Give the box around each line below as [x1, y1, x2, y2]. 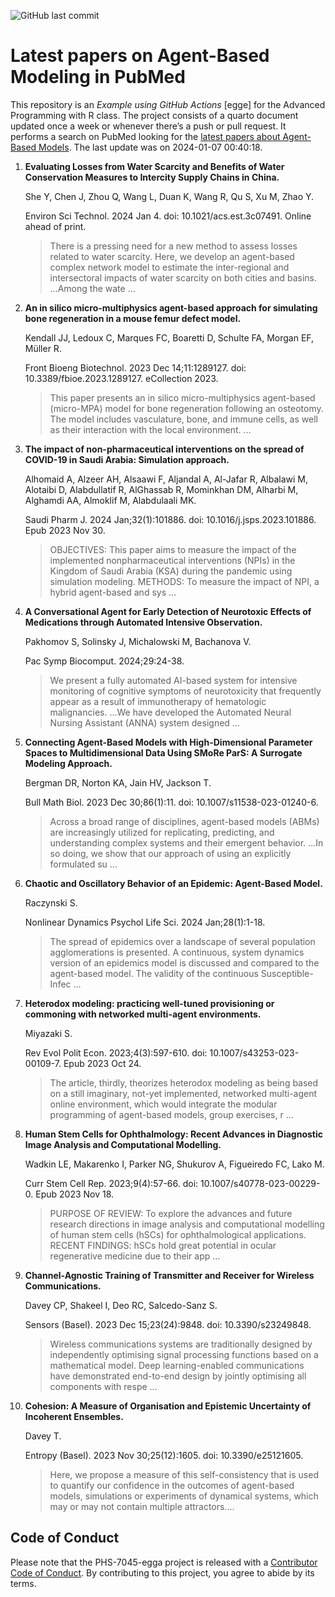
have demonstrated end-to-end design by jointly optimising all [49, 1370, 307, 1382]
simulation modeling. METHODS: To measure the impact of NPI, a [49, 575, 320, 587]
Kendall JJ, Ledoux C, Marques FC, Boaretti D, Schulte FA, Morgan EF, [24, 331, 315, 344]
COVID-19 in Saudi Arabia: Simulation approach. [24, 453, 230, 465]
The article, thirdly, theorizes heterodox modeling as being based [49, 1076, 319, 1089]
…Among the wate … [49, 282, 136, 294]
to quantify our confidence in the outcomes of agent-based [49, 1479, 295, 1491]
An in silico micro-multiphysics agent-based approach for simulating [24, 301, 318, 314]
